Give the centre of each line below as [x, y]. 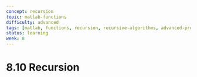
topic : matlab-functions [36, 17]
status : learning [27, 33]
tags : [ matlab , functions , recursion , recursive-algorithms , [82, 28]
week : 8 [16, 38]
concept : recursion [30, 11]
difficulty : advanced [33, 22]
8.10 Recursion [43, 67]
